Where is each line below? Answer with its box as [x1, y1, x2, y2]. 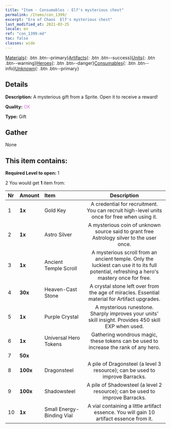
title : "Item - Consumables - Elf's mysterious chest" [5, 7, 124, 13]
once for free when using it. [91, 213, 158, 221]
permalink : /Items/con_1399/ [5, 12, 67, 17]
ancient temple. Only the [95, 255, 154, 262]
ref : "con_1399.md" [5, 31, 47, 36]
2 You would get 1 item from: [5, 180, 65, 186]
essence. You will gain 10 [94, 409, 155, 416]
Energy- [59, 406, 79, 413]
